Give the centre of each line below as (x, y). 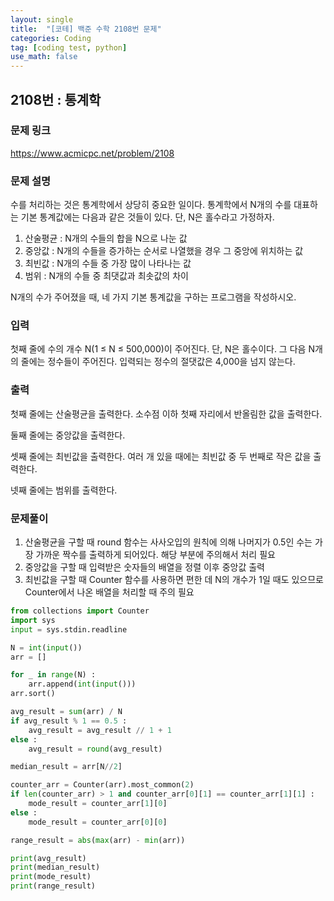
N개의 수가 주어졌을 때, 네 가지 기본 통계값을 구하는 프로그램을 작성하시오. (153, 297)
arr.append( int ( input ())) (82, 684)
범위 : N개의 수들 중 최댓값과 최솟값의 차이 (106, 276)
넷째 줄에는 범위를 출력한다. (64, 490)
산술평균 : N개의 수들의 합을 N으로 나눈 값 (106, 238)
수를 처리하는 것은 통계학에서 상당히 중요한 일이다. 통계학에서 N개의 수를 (151, 205)
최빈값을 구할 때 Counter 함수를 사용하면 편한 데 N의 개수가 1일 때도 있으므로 (174, 579)
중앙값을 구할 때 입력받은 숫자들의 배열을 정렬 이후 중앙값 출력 (144, 567)
